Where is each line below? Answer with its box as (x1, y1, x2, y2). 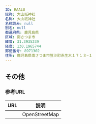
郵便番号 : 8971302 (5, 48, 40, 53)
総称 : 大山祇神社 (5, 12, 35, 17)
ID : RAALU (5, 7, 26, 12)
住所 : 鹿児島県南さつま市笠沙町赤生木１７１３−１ (5, 53, 93, 58)
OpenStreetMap (22, 111, 59, 118)
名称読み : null (5, 21, 33, 26)
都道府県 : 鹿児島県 (5, 30, 39, 35)
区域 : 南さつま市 (5, 35, 35, 40)
